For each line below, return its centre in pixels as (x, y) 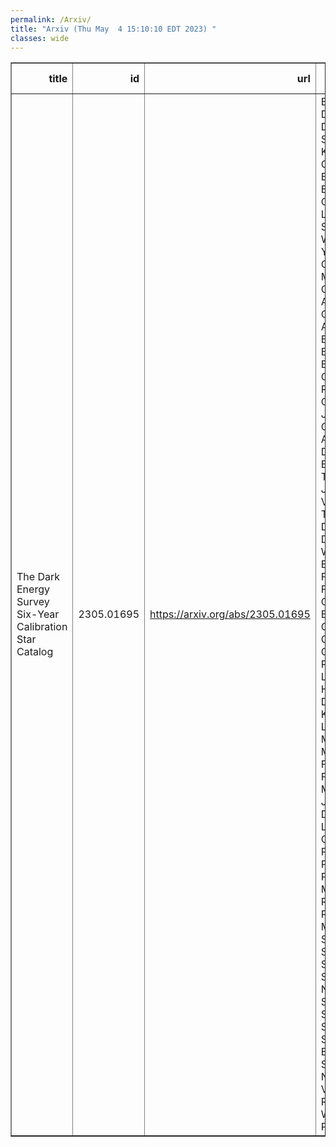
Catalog (35, 652)
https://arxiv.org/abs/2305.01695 (230, 614)
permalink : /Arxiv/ (51, 19)
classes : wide (40, 38)
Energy (33, 589)
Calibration (42, 627)
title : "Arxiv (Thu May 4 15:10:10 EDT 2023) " (113, 29)
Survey (33, 602)
